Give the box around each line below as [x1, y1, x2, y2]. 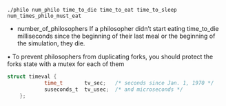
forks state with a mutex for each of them [7, 60, 125, 68]
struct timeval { [7, 73, 57, 80]
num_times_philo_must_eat [7, 12, 81, 19]
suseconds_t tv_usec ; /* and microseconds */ [43, 86, 184, 93]
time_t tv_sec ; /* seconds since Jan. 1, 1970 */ [43, 79, 214, 86]
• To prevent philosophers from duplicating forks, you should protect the [7, 52, 214, 61]
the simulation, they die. [17, 39, 85, 47]
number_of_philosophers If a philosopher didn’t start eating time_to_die [17, 25, 219, 32]
